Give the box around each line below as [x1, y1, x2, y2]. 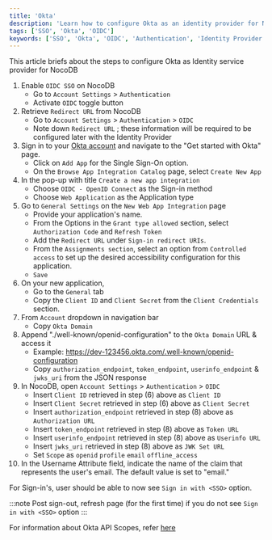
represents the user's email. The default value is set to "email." [20, 467, 230, 477]
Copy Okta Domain [32, 321, 94, 331]
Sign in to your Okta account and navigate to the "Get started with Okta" [20, 141, 262, 150]
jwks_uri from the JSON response [32, 373, 148, 382]
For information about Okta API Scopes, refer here [9, 523, 176, 533]
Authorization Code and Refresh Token [32, 227, 162, 237]
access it [20, 339, 52, 348]
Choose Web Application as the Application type [32, 192, 195, 202]
